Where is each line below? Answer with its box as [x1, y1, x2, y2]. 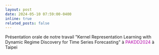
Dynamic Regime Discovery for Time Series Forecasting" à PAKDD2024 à [5, 39, 155, 45]
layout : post [5, 7, 32, 12]
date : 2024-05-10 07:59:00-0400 [5, 12, 72, 17]
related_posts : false [5, 20, 50, 26]
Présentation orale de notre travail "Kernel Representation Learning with [5, 34, 152, 40]
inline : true [5, 16, 32, 21]
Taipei [5, 44, 18, 50]
